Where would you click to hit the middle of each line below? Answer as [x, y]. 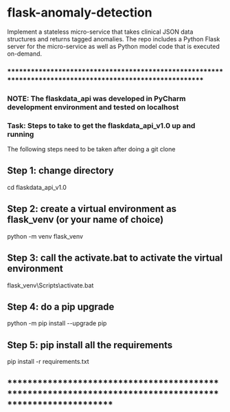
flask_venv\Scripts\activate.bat [50, 285]
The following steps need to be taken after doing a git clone [91, 149]
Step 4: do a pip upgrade [61, 306]
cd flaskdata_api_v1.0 [37, 187]
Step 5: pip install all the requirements [90, 345]
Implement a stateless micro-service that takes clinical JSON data [100, 32]
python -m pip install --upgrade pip [57, 323]
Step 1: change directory [61, 171]
